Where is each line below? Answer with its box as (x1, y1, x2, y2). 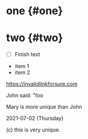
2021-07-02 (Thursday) (6, 115, 64, 122)
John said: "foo (6, 92, 44, 99)
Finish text (14, 51, 40, 58)
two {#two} (6, 31, 63, 45)
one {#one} (6, 4, 63, 18)
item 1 (14, 63, 30, 70)
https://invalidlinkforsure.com (6, 80, 78, 88)
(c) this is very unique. (6, 126, 61, 134)
